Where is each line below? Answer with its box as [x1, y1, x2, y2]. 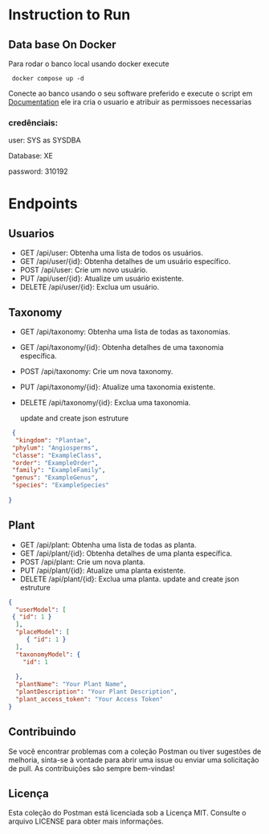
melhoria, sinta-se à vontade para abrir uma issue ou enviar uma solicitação [8, 754, 259, 765]
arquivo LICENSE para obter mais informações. [8, 816, 164, 826]
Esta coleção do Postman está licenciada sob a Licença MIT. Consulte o [8, 808, 247, 818]
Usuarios [8, 227, 55, 240]
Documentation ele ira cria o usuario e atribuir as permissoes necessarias [8, 97, 252, 106]
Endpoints [8, 195, 78, 213]
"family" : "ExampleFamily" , [11, 466, 106, 475]
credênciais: [8, 117, 59, 128]
